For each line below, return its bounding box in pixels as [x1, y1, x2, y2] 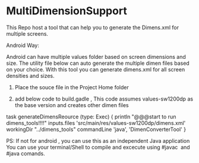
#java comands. [6, 150, 46, 157]
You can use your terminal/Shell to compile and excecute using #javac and [6, 143, 190, 151]
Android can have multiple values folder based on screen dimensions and [6, 53, 186, 60]
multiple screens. [6, 30, 49, 37]
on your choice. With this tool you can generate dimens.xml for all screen [6, 65, 185, 73]
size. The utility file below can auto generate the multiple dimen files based [6, 59, 190, 67]
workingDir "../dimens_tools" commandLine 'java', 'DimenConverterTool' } [6, 126, 186, 133]
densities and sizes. [6, 72, 55, 79]
